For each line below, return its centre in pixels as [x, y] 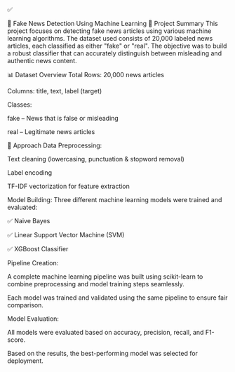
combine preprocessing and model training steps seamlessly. [96, 284]
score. [16, 340]
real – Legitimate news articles [51, 132]
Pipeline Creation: [33, 263]
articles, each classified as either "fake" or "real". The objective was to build [117, 46]
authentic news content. [42, 61]
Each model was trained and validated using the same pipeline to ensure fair [117, 298]
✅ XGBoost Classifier [38, 249]
